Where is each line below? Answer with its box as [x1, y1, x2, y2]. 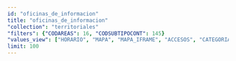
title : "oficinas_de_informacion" [7, 17, 109, 24]
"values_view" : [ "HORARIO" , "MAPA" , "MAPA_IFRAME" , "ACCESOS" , [7, 36, 197, 43]
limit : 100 [7, 43, 39, 50]
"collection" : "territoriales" [7, 23, 99, 30]
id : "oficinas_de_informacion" [7, 10, 99, 18]
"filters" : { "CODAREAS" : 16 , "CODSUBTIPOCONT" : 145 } [7, 29, 165, 37]
